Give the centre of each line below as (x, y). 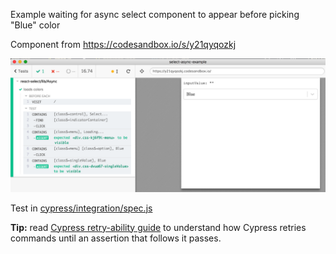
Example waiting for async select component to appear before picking (155, 14)
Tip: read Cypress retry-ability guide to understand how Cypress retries (158, 227)
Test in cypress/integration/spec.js (81, 208)
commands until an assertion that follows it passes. (116, 238)
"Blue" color (35, 25)
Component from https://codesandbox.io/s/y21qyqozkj (123, 44)
